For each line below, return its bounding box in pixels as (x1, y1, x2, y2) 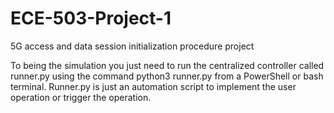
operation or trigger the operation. (10, 91, 152, 103)
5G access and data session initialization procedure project (10, 40, 255, 52)
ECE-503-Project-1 (10, 7, 172, 30)
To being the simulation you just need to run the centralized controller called (10, 59, 325, 71)
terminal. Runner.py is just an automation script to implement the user (10, 80, 297, 92)
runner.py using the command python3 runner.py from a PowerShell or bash (10, 70, 324, 82)
